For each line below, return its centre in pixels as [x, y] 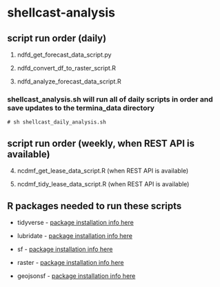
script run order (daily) [57, 38]
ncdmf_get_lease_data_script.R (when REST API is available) [103, 171]
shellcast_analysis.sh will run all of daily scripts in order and [110, 99]
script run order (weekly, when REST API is [101, 143]
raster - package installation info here [70, 262]
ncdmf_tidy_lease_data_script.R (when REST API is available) [103, 184]
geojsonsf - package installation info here [76, 276]
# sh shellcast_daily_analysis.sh [57, 122]
